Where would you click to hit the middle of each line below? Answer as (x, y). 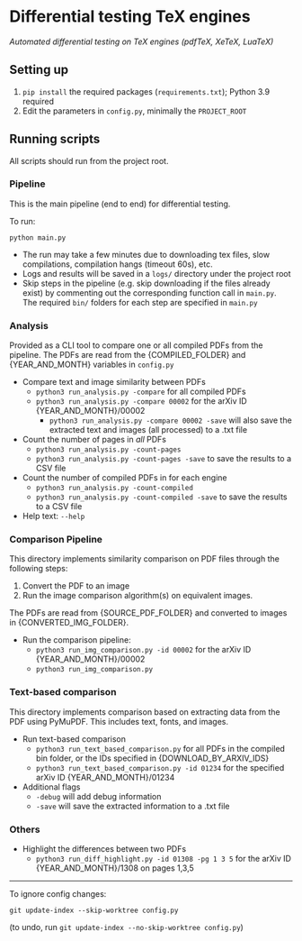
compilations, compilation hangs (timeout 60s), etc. (117, 264)
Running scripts (55, 139)
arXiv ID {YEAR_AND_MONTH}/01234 (105, 777)
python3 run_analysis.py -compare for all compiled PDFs (141, 392)
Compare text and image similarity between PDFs (114, 382)
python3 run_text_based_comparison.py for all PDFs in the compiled (160, 748)
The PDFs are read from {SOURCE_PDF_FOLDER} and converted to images (148, 613)
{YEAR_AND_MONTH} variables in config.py (92, 365)
